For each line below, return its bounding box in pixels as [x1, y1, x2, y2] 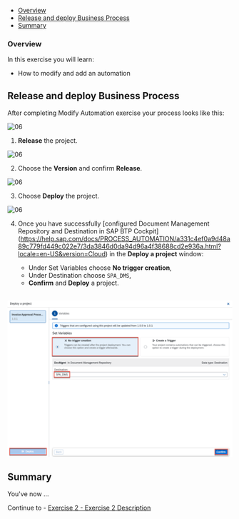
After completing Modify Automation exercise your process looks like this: [7, 109, 225, 117]
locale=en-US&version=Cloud [17, 250, 106, 258]
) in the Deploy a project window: [105, 250, 204, 258]
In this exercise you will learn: [7, 55, 94, 64]
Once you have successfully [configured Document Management [17, 219, 210, 228]
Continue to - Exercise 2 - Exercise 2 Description [7, 503, 151, 513]
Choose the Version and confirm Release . [17, 164, 143, 173]
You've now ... [7, 490, 49, 498]
